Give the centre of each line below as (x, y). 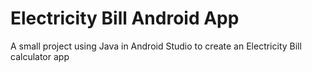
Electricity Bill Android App (125, 18)
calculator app (40, 56)
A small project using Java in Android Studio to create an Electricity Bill (156, 46)
